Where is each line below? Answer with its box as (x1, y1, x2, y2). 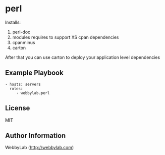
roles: (9, 86, 23, 91)
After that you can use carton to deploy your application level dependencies (5, 54, 160, 60)
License (5, 104, 30, 112)
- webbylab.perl (16, 90, 50, 96)
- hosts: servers (5, 82, 41, 87)
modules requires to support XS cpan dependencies (12, 34, 119, 40)
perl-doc (12, 29, 31, 35)
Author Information (5, 131, 66, 140)
